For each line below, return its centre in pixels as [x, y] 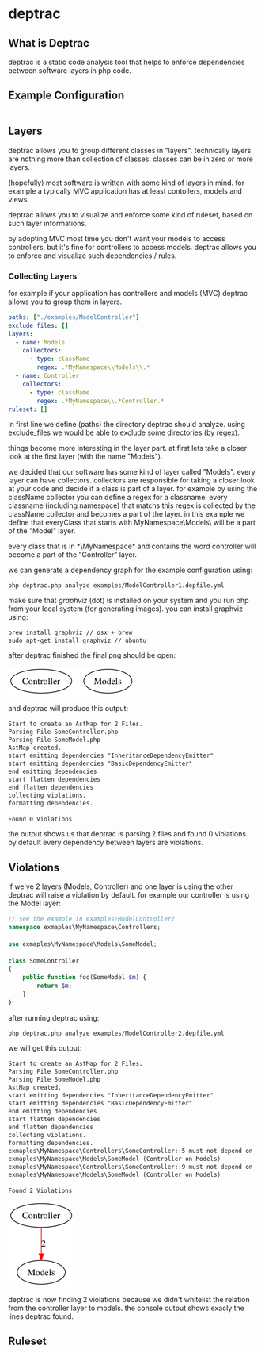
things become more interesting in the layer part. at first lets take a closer [128, 448]
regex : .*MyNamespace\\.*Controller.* [100, 401]
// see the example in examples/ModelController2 [92, 919]
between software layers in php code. [70, 71]
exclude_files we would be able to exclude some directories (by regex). [124, 432]
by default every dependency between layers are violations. [106, 843]
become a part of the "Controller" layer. [72, 555]
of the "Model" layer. [42, 531]
